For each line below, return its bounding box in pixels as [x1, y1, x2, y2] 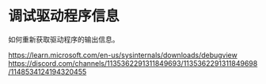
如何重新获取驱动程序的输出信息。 [8, 35, 120, 44]
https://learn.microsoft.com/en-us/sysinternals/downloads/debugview [8, 50, 237, 60]
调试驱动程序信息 [8, 7, 120, 25]
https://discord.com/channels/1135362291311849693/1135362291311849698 [8, 58, 258, 68]
